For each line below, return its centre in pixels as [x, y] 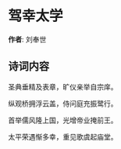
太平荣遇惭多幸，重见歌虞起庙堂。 [63, 136]
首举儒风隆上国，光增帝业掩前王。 [63, 120]
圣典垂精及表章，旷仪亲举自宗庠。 [63, 86]
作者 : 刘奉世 [27, 39]
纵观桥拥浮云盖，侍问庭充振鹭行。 [63, 104]
